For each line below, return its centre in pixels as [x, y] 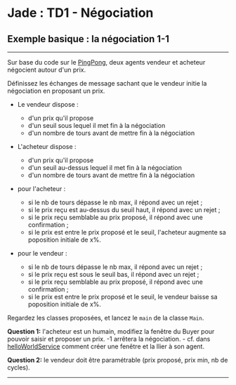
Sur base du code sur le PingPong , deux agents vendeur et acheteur [106, 62]
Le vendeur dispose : [48, 104]
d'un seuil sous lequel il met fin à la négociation [97, 125]
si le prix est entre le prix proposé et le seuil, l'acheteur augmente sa [127, 232]
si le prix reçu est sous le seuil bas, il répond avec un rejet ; [113, 274]
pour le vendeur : [42, 253]
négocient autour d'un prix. [47, 70]
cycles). [19, 367]
